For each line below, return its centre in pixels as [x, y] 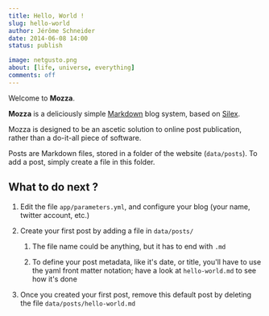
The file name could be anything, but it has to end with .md [129, 246]
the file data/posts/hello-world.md [77, 303]
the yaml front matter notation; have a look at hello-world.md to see [144, 270]
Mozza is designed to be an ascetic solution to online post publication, [125, 129]
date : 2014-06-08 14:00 [48, 38]
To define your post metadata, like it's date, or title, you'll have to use [147, 261]
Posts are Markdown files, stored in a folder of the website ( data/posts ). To [133, 153]
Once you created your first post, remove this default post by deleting [136, 294]
